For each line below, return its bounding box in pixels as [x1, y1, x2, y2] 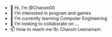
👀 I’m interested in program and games [10, 10, 91, 16]
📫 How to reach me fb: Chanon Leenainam [10, 26, 101, 32]
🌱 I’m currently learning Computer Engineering [10, 15, 107, 21]
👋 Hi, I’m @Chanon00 [10, 5, 55, 10]
